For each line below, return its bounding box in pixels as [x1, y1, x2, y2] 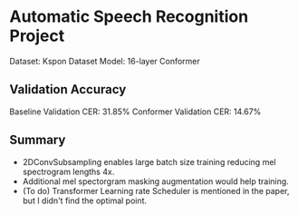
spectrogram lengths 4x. [22, 166, 115, 177]
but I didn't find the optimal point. [22, 195, 148, 206]
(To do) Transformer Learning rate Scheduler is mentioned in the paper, [22, 185, 290, 196]
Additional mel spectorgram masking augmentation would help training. [22, 175, 290, 187]
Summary [9, 132, 66, 148]
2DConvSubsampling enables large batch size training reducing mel [22, 156, 276, 167]
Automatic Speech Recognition [9, 6, 249, 27]
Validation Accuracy [9, 82, 127, 97]
